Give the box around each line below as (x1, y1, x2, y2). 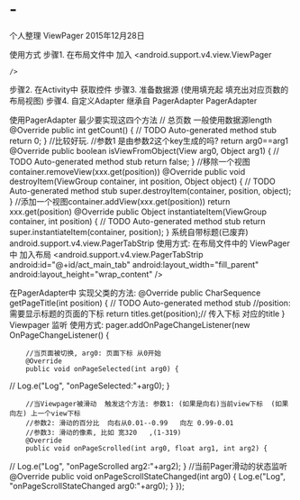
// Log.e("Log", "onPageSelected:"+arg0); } (9, 380, 170, 391)
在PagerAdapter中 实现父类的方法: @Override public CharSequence (9, 287, 261, 298)
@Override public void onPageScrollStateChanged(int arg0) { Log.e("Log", (9, 470, 286, 481)
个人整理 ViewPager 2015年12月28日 (9, 30, 145, 41)
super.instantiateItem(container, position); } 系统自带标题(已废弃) (9, 226, 250, 237)
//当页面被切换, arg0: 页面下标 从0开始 (25, 349, 162, 358)
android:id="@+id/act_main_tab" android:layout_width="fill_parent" (9, 259, 259, 269)
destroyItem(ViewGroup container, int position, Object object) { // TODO (9, 176, 277, 186)
